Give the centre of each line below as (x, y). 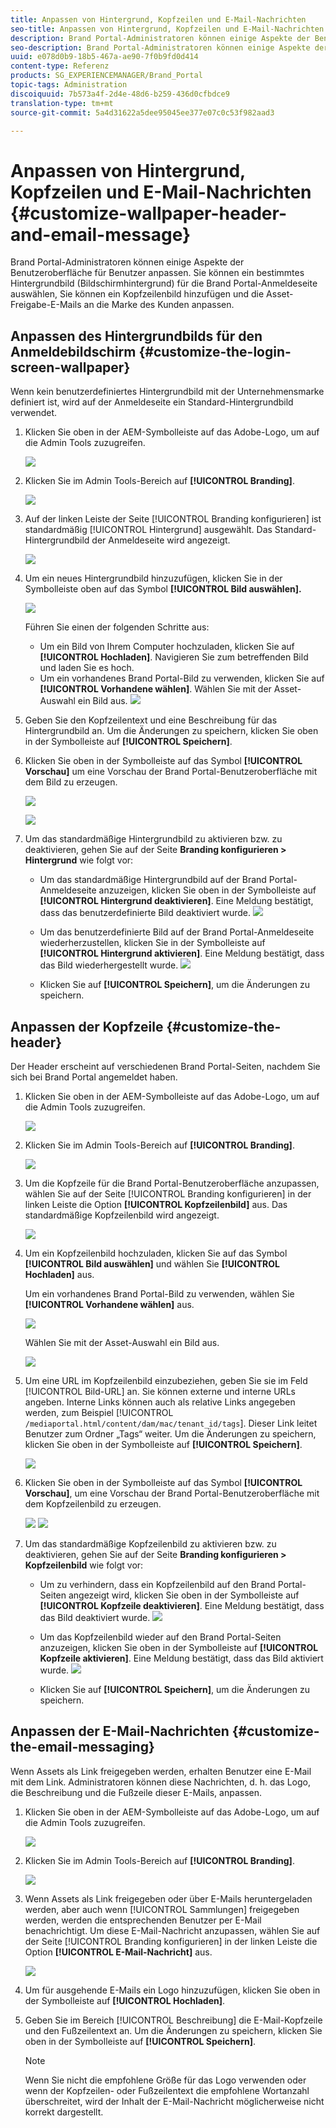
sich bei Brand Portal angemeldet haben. (94, 1077)
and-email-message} (101, 234)
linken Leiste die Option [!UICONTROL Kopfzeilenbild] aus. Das (156, 1204)
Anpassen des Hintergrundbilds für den (136, 336)
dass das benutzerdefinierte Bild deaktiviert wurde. (145, 913)
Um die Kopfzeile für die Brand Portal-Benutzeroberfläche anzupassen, (172, 1183)
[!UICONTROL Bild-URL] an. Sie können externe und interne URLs (160, 1391)
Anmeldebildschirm (73, 351)
